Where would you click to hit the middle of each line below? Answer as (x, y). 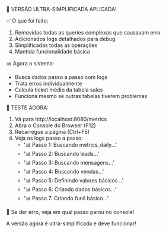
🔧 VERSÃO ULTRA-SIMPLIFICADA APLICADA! (61, 9)
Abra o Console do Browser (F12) (55, 125)
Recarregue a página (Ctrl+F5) (52, 132)
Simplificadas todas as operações (56, 45)
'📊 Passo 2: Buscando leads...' (61, 154)
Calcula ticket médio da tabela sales (59, 90)
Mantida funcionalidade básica (52, 51)
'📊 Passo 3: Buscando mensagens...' (69, 163)
